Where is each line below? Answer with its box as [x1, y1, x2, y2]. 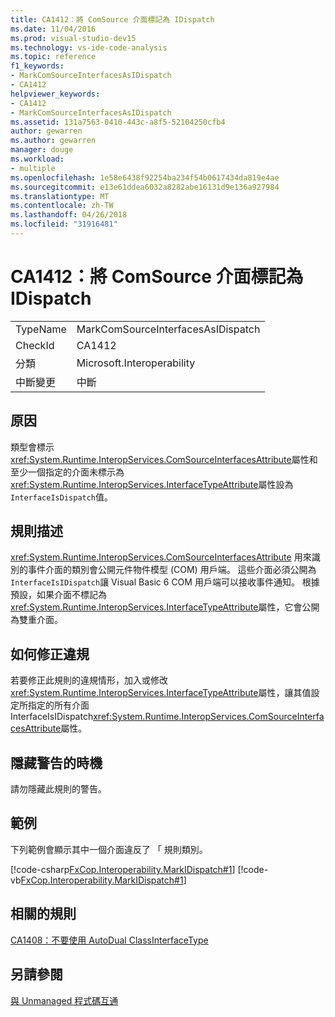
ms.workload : [10, 154, 65, 164]
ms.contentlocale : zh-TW [10, 201, 114, 211]
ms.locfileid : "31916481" [10, 219, 118, 230]
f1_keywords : [10, 61, 65, 71]
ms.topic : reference [10, 52, 97, 62]
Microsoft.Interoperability [76, 356, 196, 370]
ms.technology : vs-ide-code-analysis [10, 42, 168, 53]
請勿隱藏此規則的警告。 [10, 783, 107, 795]
